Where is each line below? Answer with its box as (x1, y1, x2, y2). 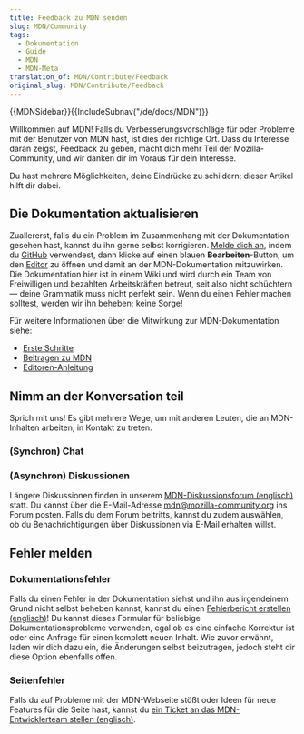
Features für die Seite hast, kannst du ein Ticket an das (9, 704, 216, 715)
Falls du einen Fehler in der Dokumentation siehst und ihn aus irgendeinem (9, 593, 289, 605)
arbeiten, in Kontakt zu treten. (41, 422, 152, 433)
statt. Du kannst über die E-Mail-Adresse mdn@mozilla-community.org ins (9, 499, 288, 510)
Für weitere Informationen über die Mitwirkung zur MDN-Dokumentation (9, 316, 279, 327)
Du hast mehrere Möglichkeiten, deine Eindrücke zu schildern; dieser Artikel (9, 170, 294, 181)
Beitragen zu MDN (22, 352, 93, 364)
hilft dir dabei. (9, 179, 62, 191)
